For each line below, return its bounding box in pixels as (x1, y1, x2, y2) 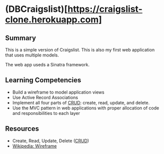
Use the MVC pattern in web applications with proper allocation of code (12, 105, 160, 111)
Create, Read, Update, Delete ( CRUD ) (12, 138, 89, 144)
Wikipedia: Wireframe (12, 143, 57, 149)
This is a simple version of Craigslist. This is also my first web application (5, 47, 155, 52)
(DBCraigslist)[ (5, 3, 68, 15)
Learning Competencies (5, 76, 82, 85)
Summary (5, 34, 36, 42)
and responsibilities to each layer (12, 110, 81, 116)
